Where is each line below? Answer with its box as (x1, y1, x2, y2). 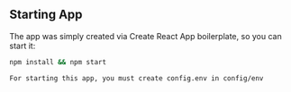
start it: (9, 40, 36, 51)
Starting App (9, 7, 83, 22)
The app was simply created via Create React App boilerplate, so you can (9, 30, 282, 41)
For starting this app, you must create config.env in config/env (9, 73, 264, 83)
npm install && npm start (9, 57, 106, 66)
